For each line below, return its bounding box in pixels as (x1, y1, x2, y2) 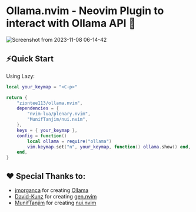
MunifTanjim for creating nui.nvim (14, 199, 97, 206)
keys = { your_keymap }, (16, 127, 78, 133)
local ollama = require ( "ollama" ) (27, 138, 112, 144)
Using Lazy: (6, 72, 35, 79)
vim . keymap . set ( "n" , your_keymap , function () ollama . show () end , (27, 144, 191, 150)
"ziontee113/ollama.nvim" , (16, 100, 83, 106)
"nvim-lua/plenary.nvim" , (27, 111, 91, 117)
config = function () (16, 132, 67, 139)
